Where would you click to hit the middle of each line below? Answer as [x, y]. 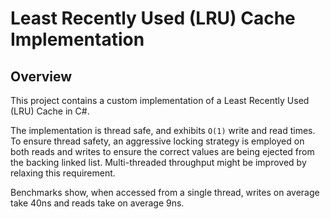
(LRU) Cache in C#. [50, 111]
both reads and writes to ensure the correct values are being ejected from [162, 151]
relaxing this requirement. [63, 173]
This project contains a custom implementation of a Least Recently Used [160, 100]
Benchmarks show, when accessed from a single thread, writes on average [165, 192]
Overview [41, 76]
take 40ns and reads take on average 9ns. [97, 203]
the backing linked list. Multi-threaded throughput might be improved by [158, 162]
